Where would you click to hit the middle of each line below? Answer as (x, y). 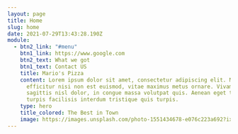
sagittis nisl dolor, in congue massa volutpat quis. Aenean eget (126, 93)
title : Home (25, 21)
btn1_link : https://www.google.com (73, 54)
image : (30, 119)
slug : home (23, 27)
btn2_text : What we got (55, 60)
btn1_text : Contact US (53, 67)
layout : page (27, 14)
